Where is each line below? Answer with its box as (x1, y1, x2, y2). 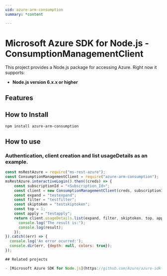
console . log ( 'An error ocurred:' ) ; (9, 239, 83, 244)
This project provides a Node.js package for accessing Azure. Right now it (5, 64, 157, 70)
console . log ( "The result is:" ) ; (18, 220, 85, 225)
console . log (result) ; (18, 225, 64, 230)
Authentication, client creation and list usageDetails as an (5, 152, 148, 159)
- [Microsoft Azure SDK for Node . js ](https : (5, 266, 99, 271)
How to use (5, 137, 41, 146)
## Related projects (5, 257, 48, 262)
